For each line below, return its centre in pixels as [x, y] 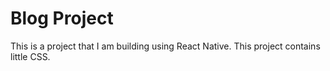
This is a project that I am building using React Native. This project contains [165, 46]
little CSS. [30, 56]
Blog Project [62, 18]
